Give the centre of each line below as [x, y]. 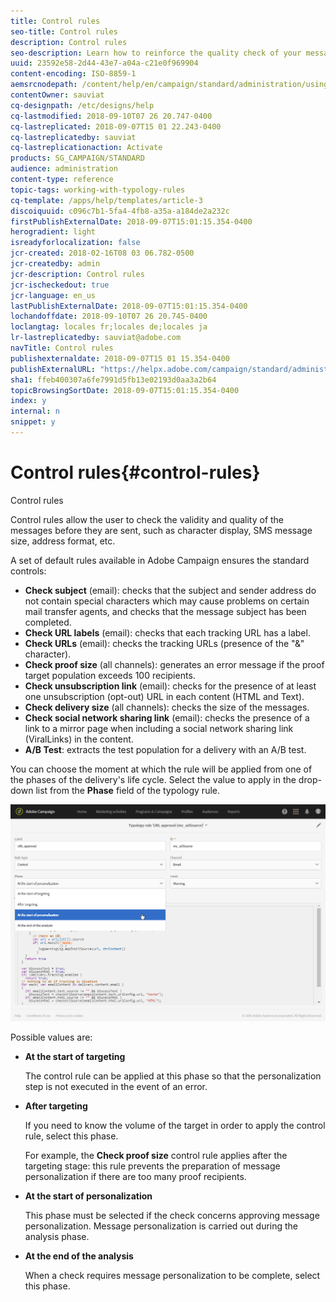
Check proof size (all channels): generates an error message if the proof [174, 664]
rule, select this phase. [71, 1136]
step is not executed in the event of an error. [116, 1086]
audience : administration [64, 169]
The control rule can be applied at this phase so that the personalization [173, 1076]
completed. [48, 622]
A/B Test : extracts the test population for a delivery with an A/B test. [165, 749]
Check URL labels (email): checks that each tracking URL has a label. [167, 632]
